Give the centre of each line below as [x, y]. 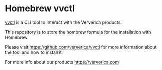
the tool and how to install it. [34, 52]
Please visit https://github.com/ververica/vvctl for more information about [81, 47]
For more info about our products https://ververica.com [62, 62]
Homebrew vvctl [40, 9]
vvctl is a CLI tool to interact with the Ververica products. [64, 22]
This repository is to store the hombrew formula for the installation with [78, 32]
